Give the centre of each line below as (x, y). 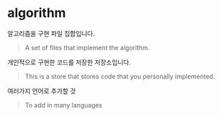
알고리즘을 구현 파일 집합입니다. (51, 33)
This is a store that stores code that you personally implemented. (120, 76)
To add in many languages (63, 105)
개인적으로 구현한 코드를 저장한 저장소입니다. (69, 62)
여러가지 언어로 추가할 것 (42, 91)
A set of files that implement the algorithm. (87, 47)
